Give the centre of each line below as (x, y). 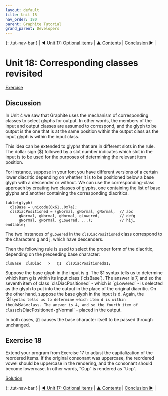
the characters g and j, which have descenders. (54, 239)
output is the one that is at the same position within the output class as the (82, 131)
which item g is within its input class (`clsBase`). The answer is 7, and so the (83, 278)
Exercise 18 (23, 341)
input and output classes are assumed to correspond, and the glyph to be (81, 126)
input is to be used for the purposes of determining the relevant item (76, 157)
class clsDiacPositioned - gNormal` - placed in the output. (63, 310)
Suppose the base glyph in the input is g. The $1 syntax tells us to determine (84, 272)
